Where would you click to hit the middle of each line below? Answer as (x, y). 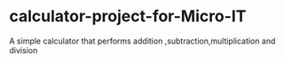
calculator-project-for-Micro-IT (128, 16)
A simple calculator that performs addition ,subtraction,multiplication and (142, 41)
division (24, 50)
